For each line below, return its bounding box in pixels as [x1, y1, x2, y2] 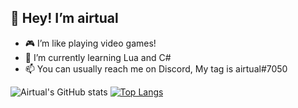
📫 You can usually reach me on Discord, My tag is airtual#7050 [24, 62, 288, 75]
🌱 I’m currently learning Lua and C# [24, 51, 172, 63]
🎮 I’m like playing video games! [24, 37, 157, 49]
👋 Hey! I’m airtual [10, 10, 119, 27]
